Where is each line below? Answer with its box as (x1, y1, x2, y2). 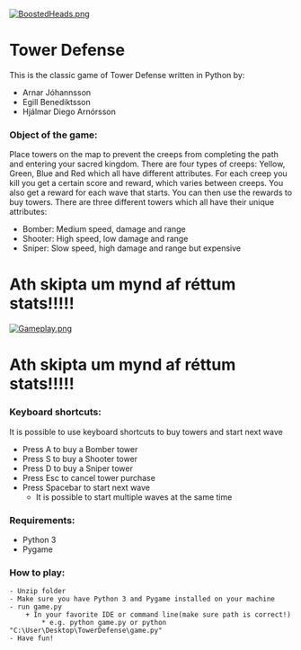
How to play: (9, 566, 66, 579)
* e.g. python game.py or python (41, 619, 167, 628)
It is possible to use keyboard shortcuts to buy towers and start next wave (9, 426, 283, 437)
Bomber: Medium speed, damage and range (22, 224, 186, 235)
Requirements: (9, 513, 75, 526)
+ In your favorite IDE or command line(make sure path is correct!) (25, 610, 292, 619)
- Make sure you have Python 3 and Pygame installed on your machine (9, 594, 276, 604)
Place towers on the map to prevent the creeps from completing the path (9, 149, 279, 160)
